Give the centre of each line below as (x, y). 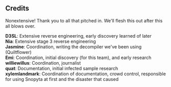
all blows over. (20, 26)
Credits (17, 8)
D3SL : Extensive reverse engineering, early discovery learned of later (79, 36)
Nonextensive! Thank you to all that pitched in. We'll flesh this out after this (84, 20)
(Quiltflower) (18, 52)
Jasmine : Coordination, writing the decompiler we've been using (74, 47)
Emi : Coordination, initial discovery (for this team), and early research (78, 57)
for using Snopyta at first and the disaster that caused (62, 79)
